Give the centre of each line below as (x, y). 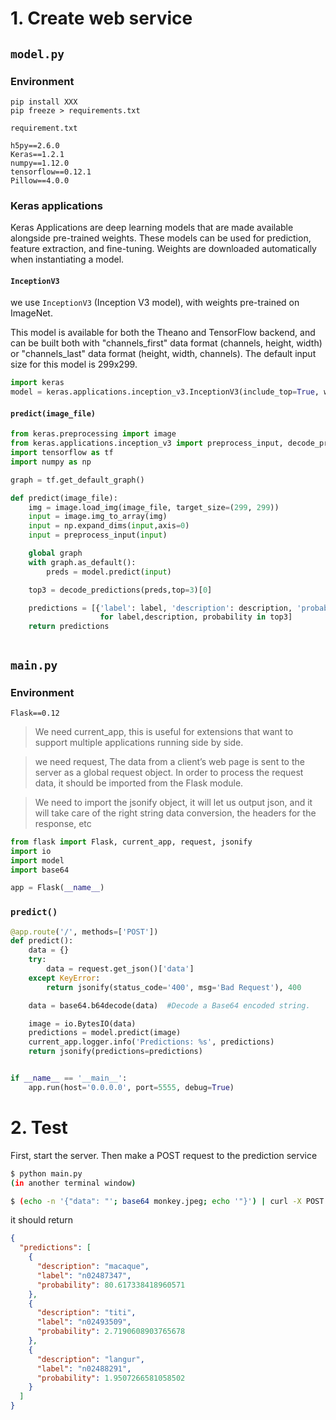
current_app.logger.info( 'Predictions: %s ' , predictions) (151, 1042)
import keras (37, 383)
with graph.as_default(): (82, 562)
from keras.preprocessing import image (93, 434)
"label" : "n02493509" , (84, 1322)
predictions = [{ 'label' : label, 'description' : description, (160, 608)
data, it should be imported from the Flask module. (139, 783)
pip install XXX (44, 102)
